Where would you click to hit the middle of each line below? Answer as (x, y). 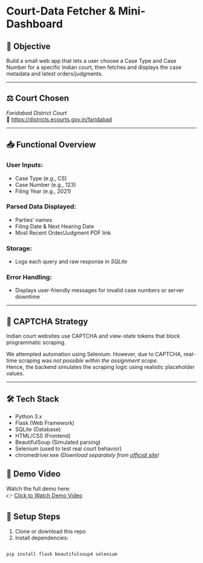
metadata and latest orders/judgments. (55, 73)
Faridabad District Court (37, 112)
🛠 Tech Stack (33, 399)
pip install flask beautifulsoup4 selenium (62, 554)
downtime (27, 297)
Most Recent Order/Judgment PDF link (63, 233)
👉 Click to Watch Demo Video (44, 495)
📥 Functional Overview (51, 145)
